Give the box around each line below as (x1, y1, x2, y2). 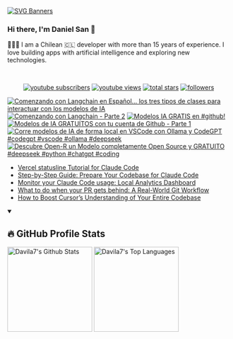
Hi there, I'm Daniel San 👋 (7, 24, 96, 34)
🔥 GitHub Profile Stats (7, 227, 106, 240)
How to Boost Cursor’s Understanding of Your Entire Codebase (17, 193, 201, 202)
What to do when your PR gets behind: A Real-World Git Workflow (17, 186, 210, 195)
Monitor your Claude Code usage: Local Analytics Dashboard (17, 178, 196, 187)
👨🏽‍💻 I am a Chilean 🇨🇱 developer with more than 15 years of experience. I (7, 40, 225, 49)
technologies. (7, 56, 47, 64)
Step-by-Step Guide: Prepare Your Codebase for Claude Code (17, 171, 199, 180)
